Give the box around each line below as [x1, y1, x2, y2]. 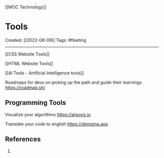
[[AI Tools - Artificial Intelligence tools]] [5, 70, 84, 76]
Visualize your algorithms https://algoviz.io [5, 111, 91, 117]
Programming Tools [5, 99, 66, 107]
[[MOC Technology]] [5, 4, 47, 10]
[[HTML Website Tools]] [5, 60, 54, 66]
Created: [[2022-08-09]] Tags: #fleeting [5, 37, 86, 43]
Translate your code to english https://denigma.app [5, 121, 108, 127]
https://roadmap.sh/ [5, 85, 45, 90]
